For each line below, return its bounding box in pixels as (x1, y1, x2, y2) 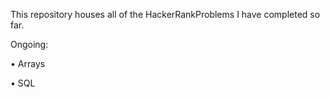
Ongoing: (10, 39, 49, 50)
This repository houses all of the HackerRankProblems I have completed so (10, 9, 321, 20)
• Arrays (10, 58, 46, 69)
